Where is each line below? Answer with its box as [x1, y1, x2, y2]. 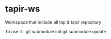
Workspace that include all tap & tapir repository [5, 19, 102, 25]
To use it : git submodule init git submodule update [5, 28, 106, 34]
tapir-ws [5, 3, 40, 14]
